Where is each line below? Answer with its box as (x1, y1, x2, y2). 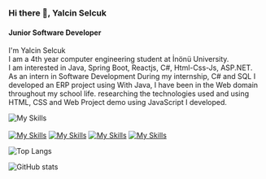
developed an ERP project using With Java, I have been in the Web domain (8, 81, 259, 90)
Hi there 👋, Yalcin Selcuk (8, 7, 107, 19)
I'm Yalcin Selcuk (8, 46, 67, 55)
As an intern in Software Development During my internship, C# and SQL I (8, 72, 256, 81)
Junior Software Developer (8, 28, 102, 37)
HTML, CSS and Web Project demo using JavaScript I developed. (8, 98, 228, 107)
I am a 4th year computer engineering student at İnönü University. (8, 55, 229, 64)
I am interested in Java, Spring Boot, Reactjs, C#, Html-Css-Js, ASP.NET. (8, 63, 253, 72)
